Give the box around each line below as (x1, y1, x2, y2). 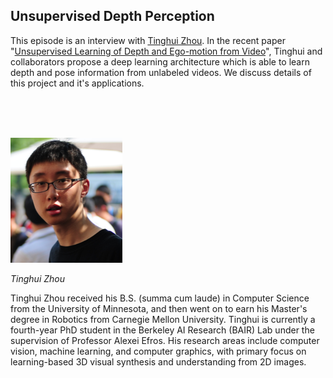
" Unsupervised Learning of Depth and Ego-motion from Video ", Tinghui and (10, 45, 323, 57)
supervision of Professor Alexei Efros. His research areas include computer (10, 334, 320, 346)
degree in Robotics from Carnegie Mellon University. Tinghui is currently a (10, 313, 316, 325)
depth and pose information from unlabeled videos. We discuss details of (10, 66, 312, 78)
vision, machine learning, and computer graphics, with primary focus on (10, 345, 307, 357)
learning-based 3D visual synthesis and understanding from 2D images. (10, 355, 307, 368)
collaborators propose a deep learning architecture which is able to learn (10, 55, 310, 68)
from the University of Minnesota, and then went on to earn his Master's (10, 302, 308, 314)
